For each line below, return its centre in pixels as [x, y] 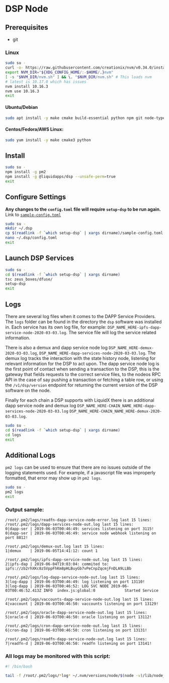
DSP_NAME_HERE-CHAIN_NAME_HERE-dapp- [117, 406]
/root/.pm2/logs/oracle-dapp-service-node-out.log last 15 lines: [76, 613]
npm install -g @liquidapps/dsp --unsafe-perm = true [60, 177]
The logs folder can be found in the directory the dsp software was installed [83, 322]
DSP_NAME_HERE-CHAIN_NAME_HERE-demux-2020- [116, 411]
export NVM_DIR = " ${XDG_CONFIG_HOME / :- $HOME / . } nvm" [59, 73]
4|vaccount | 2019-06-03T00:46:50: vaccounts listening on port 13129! [82, 604]
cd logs [13, 435]
